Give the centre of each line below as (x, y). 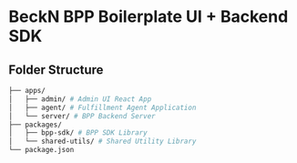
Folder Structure (56, 70)
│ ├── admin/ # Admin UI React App (80, 99)
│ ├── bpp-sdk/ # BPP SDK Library (78, 133)
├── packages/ (36, 125)
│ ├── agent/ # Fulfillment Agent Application (102, 107)
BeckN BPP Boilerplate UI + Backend (148, 17)
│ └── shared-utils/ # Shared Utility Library (102, 142)
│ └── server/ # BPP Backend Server (82, 116)
